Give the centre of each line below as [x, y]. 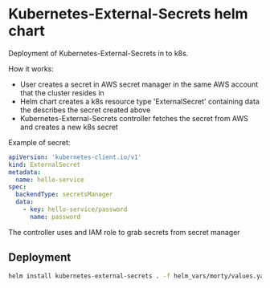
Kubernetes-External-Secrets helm [128, 14]
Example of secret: [39, 142]
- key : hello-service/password [75, 209]
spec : [17, 187]
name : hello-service [50, 180]
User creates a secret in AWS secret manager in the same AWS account [139, 84]
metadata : [25, 172]
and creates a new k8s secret [69, 127]
